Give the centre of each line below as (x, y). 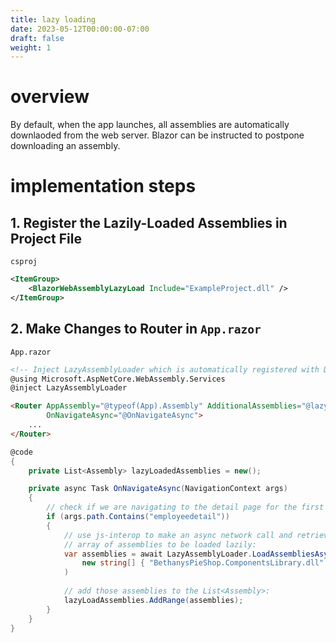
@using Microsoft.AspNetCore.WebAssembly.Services (118, 379)
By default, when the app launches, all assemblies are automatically (150, 125)
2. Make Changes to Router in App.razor (136, 329)
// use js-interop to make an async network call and (178, 535)
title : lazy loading (53, 19)
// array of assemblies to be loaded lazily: (160, 544)
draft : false (37, 38)
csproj (24, 262)
